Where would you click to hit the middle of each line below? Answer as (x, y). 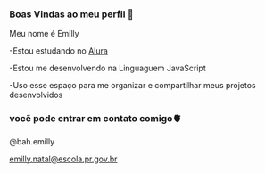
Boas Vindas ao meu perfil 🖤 (71, 14)
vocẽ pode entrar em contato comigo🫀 (95, 119)
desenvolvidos (36, 95)
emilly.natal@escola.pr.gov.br (63, 159)
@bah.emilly (32, 141)
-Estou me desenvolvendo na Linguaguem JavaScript (108, 68)
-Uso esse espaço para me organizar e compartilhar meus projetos (132, 86)
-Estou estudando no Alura (59, 51)
